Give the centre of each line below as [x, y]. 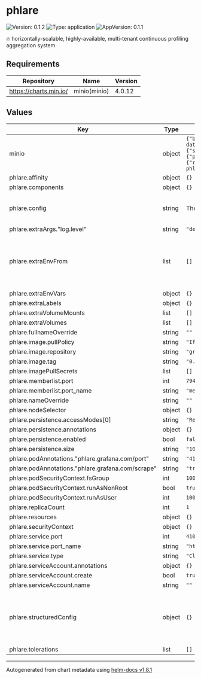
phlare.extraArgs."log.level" [48, 229]
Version [126, 81]
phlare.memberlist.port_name [51, 391]
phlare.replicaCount [37, 507]
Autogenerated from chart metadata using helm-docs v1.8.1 [79, 669]
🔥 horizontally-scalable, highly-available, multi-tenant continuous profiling [98, 38]
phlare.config [28, 208]
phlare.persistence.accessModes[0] [60, 419]
